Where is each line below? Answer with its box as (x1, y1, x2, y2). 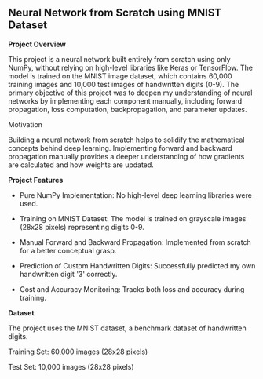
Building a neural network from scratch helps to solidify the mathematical (8, 135, 245, 144)
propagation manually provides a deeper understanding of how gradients (8, 151, 245, 161)
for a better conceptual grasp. (19, 246, 117, 255)
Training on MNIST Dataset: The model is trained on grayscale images (19, 213, 247, 223)
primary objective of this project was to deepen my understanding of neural (8, 88, 253, 97)
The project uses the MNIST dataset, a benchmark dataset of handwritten (8, 323, 247, 333)
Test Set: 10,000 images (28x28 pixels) (8, 362, 135, 371)
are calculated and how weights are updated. (8, 160, 155, 169)
